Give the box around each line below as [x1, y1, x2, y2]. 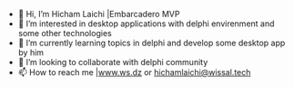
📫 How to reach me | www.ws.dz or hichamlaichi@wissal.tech [17, 67, 251, 77]
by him [17, 47, 44, 58]
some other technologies [17, 28, 112, 38]
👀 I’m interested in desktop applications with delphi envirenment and [17, 18, 275, 29]
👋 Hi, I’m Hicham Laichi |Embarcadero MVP [17, 9, 180, 19]
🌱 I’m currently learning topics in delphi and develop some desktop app [17, 37, 286, 48]
